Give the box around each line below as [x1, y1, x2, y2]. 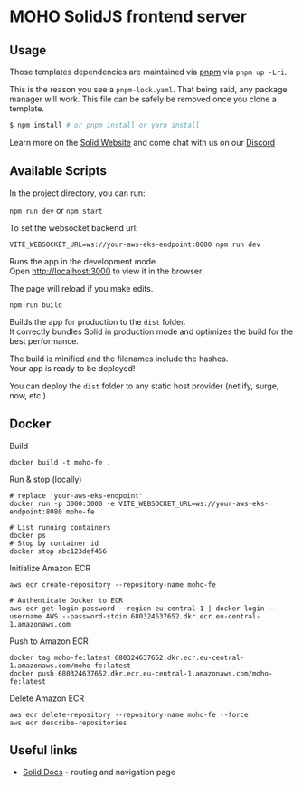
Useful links [9, 743, 79, 758]
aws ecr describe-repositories [9, 718, 127, 727]
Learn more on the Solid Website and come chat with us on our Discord [9, 137, 276, 148]
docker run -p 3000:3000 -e [9, 499, 116, 508]
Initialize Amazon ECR [9, 562, 91, 573]
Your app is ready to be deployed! [9, 362, 136, 373]
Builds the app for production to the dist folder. [9, 316, 186, 327]
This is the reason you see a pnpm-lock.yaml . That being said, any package [9, 84, 288, 94]
